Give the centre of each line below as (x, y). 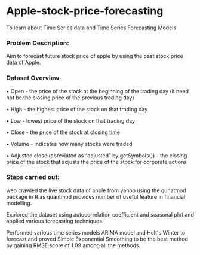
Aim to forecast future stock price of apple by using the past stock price (95, 56)
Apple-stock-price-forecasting (85, 11)
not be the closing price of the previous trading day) (70, 98)
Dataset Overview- (34, 78)
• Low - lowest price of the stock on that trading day (71, 120)
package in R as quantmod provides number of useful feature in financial (96, 196)
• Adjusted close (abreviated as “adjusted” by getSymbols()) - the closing (97, 155)
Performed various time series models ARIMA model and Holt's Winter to (96, 232)
